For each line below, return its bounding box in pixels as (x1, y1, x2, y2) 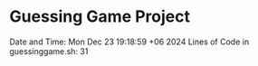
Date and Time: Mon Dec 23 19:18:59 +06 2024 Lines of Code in (9, 36, 250, 47)
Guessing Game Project (9, 6, 190, 27)
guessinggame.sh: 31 (9, 45, 89, 56)
